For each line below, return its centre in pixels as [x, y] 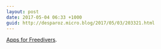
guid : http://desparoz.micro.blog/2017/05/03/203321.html [80, 23]
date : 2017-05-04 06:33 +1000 [44, 17]
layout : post [23, 12]
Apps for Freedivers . [32, 40]
